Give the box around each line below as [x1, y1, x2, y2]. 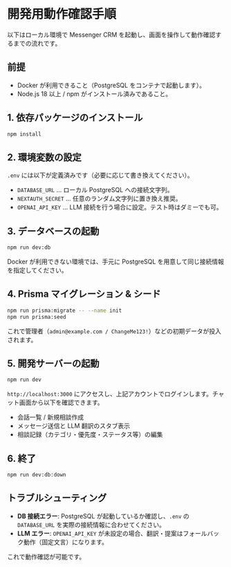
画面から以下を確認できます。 [19, 398, 104, 407]
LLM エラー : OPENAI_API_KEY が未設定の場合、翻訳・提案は [17, 529, 183, 537]
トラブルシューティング [7, 492, 107, 504]
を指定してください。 [7, 266, 68, 274]
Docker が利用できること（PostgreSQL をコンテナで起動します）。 [17, 81, 206, 89]
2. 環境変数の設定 [7, 151, 82, 163]
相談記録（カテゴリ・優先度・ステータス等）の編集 [17, 430, 163, 439]
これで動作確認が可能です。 [7, 552, 86, 561]
